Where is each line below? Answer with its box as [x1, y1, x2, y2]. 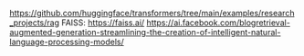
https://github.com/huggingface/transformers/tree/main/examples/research [9, 8, 295, 18]
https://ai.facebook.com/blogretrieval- [146, 17, 290, 28]
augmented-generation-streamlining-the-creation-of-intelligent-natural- [9, 27, 281, 37]
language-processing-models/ [9, 36, 125, 47]
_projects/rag [9, 17, 60, 28]
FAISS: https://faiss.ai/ [60, 17, 145, 28]
